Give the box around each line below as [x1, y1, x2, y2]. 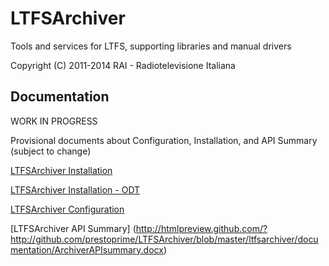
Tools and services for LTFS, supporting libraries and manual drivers [10, 40, 292, 52]
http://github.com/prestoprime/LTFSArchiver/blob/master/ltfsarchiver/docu [10, 233, 319, 245]
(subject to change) [10, 145, 92, 157]
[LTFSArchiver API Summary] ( [10, 222, 137, 234]
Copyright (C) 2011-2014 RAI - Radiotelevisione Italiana [10, 59, 236, 71]
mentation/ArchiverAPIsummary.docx [10, 243, 164, 256]
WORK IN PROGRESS [10, 115, 98, 127]
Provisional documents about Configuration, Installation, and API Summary [10, 134, 318, 146]
